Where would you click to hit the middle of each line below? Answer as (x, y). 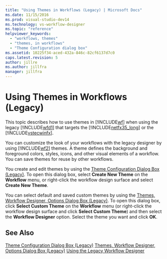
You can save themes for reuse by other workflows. (59, 159)
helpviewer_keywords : (28, 34)
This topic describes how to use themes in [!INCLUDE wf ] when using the (82, 122)
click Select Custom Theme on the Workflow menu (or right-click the (78, 206)
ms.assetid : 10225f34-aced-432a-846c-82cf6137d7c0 (60, 53)
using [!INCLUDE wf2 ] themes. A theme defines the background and (76, 148)
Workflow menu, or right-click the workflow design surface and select (79, 180)
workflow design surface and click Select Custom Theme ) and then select (83, 211)
